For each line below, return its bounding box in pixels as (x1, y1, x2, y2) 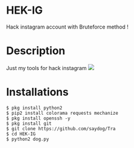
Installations (6, 86, 69, 99)
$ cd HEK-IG (6, 131, 36, 137)
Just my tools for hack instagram (6, 64, 87, 71)
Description (6, 44, 66, 58)
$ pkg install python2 (6, 105, 63, 111)
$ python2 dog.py (6, 136, 49, 142)
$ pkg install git (6, 120, 52, 127)
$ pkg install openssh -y (6, 115, 70, 121)
